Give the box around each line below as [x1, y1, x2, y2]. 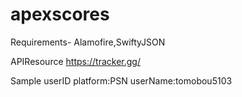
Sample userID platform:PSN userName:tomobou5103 [10, 74, 233, 87]
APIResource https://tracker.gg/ [10, 55, 141, 67]
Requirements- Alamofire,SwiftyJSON [10, 36, 166, 48]
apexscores [10, 3, 110, 26]
